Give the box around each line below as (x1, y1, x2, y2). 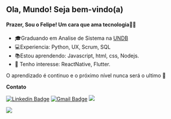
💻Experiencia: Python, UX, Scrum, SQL (14, 43, 111, 50)
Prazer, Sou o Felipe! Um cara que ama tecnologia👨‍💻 (6, 21, 136, 28)
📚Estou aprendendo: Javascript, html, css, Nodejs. (14, 52, 139, 59)
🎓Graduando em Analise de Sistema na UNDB (14, 35, 128, 42)
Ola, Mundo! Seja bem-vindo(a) (6, 5, 123, 15)
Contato (6, 83, 26, 90)
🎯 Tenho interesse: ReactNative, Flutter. (14, 60, 110, 67)
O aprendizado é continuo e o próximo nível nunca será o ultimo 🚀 (6, 72, 166, 79)
